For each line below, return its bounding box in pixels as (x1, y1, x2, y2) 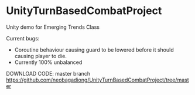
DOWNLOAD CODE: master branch (6, 70, 91, 77)
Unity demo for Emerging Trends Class (6, 23, 100, 30)
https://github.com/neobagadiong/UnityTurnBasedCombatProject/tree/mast (6, 76, 189, 83)
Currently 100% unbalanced (14, 59, 83, 66)
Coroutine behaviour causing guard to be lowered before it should (14, 46, 174, 53)
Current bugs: (6, 35, 40, 42)
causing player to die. (14, 52, 67, 59)
